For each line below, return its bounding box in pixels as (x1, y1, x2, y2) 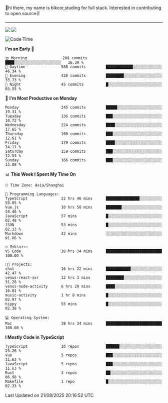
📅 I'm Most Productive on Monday (5, 95, 77, 101)
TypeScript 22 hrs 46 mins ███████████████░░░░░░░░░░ (5, 196, 162, 201)
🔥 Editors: (5, 244, 28, 249)
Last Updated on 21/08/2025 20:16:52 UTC (5, 392, 94, 398)
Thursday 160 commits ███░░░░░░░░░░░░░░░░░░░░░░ (5, 131, 162, 136)
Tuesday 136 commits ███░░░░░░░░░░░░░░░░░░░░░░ (5, 114, 162, 119)
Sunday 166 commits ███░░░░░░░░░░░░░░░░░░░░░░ (5, 158, 162, 163)
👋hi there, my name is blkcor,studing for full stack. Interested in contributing (5, 5, 161, 11)
